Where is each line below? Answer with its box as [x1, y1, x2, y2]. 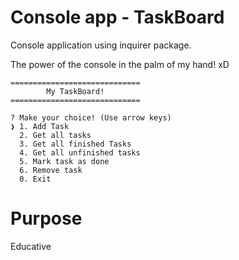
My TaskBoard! [46, 86, 105, 96]
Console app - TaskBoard [10, 6, 225, 29]
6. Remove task [19, 165, 83, 175]
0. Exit [19, 174, 52, 184]
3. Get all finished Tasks [19, 139, 132, 149]
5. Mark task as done [19, 156, 110, 166]
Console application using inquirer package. [10, 39, 192, 51]
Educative [10, 240, 52, 252]
